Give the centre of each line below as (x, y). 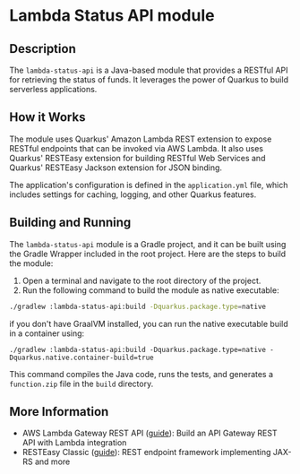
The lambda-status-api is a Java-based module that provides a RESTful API (149, 70)
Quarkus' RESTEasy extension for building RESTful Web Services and (137, 158)
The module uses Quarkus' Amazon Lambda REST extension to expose (141, 139)
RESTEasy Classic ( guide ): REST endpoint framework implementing (146, 452)
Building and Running (70, 223)
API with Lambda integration (74, 443)
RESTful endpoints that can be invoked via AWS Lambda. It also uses (137, 148)
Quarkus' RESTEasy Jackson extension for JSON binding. (116, 168)
